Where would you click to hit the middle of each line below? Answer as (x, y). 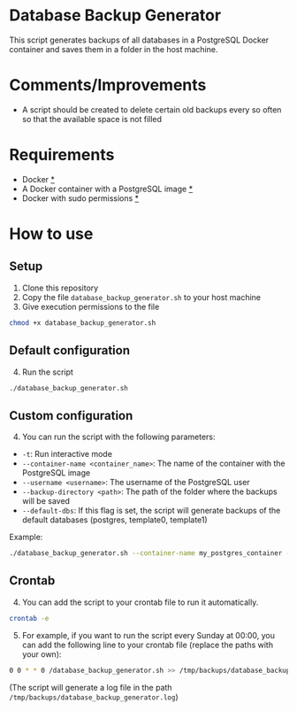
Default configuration (70, 351)
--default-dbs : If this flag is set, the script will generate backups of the (151, 511)
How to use (51, 234)
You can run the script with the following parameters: (118, 437)
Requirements (62, 155)
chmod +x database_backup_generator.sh (83, 323)
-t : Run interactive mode (67, 454)
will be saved (46, 501)
